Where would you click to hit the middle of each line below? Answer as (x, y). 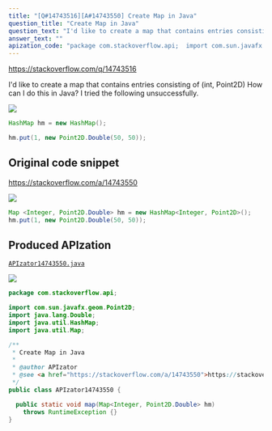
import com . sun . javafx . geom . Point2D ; (72, 308)
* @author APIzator (45, 368)
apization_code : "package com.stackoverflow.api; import (108, 46)
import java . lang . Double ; (52, 315)
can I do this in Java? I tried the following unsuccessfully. (104, 93)
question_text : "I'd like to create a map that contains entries (121, 31)
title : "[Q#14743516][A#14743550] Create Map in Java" (103, 16)
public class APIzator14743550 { (65, 390)
